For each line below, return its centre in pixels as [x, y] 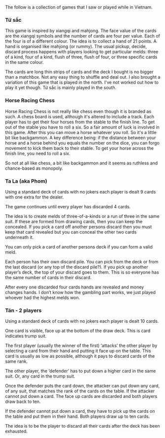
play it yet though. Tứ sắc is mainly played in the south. [61, 88]
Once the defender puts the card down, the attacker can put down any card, [82, 386]
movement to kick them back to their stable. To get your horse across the [80, 148]
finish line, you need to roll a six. [38, 153]
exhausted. [16, 431]
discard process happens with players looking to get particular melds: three [82, 52]
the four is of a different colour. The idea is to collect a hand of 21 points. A [81, 41]
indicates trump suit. [26, 336]
